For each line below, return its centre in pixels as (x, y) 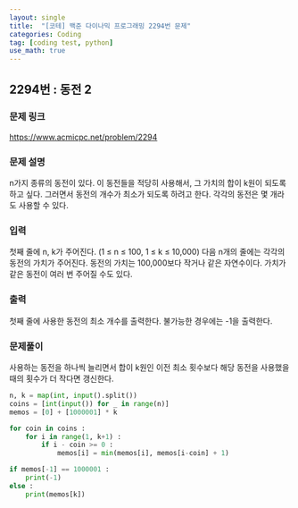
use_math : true (37, 51)
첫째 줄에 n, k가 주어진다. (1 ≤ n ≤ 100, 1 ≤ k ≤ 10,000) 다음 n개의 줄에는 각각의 (147, 252)
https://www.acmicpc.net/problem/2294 (83, 137)
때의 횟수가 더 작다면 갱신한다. (62, 378)
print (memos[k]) (56, 494)
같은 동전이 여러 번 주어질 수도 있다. (71, 275)
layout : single (37, 17)
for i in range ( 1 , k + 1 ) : (74, 436)
